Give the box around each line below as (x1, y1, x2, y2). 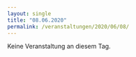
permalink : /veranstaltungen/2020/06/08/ (7, 23, 130, 30)
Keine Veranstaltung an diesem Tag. (7, 42, 111, 51)
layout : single (7, 10, 52, 17)
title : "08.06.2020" (7, 17, 68, 24)
